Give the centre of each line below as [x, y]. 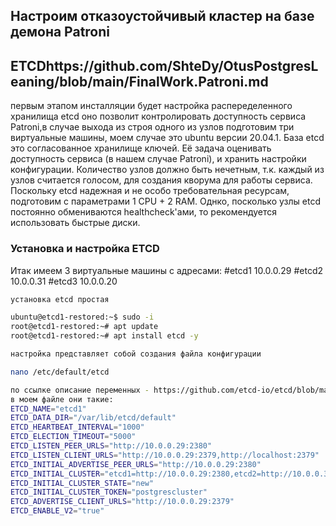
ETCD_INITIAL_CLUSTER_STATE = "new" [82, 483]
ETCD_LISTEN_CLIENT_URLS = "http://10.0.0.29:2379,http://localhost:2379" [165, 455]
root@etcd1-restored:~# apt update [84, 327]
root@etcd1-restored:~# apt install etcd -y [104, 336]
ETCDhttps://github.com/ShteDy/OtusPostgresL [164, 65]
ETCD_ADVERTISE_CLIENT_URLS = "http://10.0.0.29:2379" [122, 502]
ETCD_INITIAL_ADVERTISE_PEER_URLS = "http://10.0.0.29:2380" [136, 464]
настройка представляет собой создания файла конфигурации [136, 354]
